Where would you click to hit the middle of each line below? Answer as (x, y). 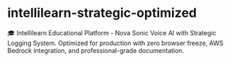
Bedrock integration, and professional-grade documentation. (96, 50)
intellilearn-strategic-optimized (102, 13)
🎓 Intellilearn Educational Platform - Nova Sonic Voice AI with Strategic (112, 32)
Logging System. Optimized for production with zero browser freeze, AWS (115, 43)
